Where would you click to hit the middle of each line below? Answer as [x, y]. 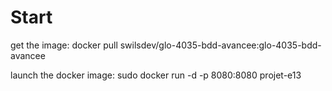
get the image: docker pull [64, 45]
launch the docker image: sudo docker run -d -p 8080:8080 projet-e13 [156, 75]
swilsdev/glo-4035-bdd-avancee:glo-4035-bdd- [220, 45]
